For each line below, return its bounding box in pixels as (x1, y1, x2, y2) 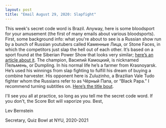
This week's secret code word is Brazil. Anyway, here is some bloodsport (5, 25, 155, 31)
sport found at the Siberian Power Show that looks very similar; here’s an (5, 51, 154, 57)
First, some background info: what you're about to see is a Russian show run (5, 36, 162, 42)
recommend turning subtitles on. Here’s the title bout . (5, 83, 114, 89)
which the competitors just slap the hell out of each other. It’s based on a (5, 46, 154, 52)
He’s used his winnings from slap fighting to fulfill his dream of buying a (5, 67, 151, 73)
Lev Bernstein (5, 107, 34, 114)
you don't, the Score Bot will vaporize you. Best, (5, 98, 103, 104)
